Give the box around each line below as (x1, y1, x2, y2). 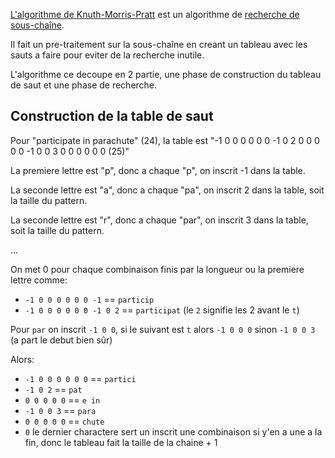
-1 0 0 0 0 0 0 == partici (24, 372, 137, 384)
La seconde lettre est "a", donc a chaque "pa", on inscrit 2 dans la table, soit (10, 184, 325, 196)
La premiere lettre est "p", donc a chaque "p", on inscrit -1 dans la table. (10, 164, 306, 176)
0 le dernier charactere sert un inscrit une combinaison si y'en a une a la (24, 425, 323, 438)
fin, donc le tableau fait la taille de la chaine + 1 (24, 436, 218, 448)
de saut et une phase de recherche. (10, 79, 158, 91)
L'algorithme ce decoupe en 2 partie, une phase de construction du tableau (10, 69, 322, 80)
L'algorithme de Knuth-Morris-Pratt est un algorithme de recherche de (10, 9, 300, 20)
